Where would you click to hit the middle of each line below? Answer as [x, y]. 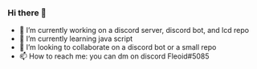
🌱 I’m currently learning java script [76, 39]
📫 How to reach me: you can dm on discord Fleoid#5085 [114, 56]
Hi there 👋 [27, 13]
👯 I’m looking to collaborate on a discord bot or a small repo [118, 47]
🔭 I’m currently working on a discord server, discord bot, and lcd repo [134, 30]
